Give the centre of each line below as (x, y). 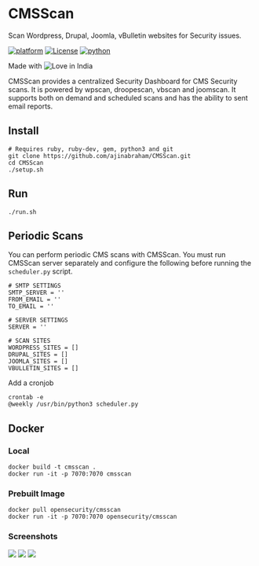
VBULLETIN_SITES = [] (44, 369)
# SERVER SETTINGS (38, 320)
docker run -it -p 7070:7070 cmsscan (70, 474)
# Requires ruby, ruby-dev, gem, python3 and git (91, 149)
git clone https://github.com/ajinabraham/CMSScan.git (100, 156)
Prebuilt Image (36, 494)
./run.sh (22, 212)
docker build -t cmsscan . (52, 467)
